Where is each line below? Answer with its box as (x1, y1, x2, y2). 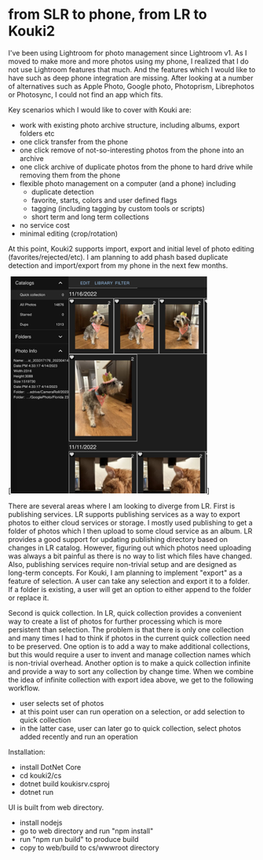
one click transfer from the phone (19, 137, 128, 146)
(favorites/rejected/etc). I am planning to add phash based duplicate (8, 252, 228, 262)
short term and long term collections (31, 212, 149, 221)
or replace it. (8, 593, 49, 602)
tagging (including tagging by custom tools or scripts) (31, 203, 206, 213)
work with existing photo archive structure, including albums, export (19, 120, 240, 130)
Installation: (8, 748, 46, 757)
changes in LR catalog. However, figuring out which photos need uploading (8, 543, 252, 553)
